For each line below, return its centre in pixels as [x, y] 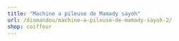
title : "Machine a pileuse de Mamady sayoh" [74, 14]
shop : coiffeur [30, 26]
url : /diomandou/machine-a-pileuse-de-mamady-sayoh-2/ [90, 20]
